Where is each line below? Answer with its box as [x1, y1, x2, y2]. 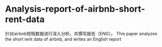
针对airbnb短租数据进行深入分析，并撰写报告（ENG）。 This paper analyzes [5, 30, 158, 36]
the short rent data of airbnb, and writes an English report [5, 36, 122, 42]
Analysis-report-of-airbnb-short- [5, 3, 145, 15]
